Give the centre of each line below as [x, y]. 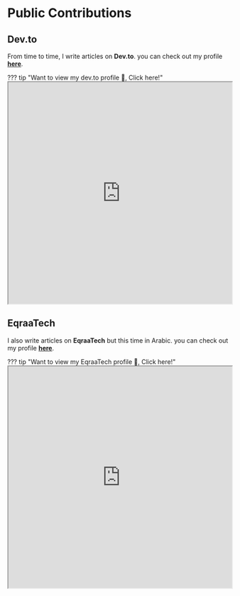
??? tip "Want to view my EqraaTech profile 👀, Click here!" [92, 362]
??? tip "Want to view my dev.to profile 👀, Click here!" [85, 77]
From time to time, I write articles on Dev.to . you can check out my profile [115, 56]
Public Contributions [70, 13]
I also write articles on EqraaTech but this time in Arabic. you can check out [118, 340]
